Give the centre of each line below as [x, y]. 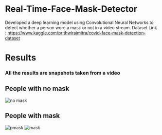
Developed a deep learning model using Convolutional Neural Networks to [80, 22]
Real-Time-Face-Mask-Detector [71, 9]
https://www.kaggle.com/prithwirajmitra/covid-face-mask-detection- [76, 33]
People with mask [32, 116]
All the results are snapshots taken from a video [63, 73]
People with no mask [37, 89]
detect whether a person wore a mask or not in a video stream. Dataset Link [81, 27]
